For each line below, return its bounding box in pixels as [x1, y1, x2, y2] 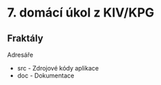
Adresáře [7, 50, 33, 59]
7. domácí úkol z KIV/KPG [7, 5, 155, 21]
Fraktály [7, 32, 44, 44]
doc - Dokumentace [17, 71, 75, 79]
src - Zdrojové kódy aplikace [17, 64, 99, 72]
